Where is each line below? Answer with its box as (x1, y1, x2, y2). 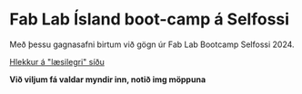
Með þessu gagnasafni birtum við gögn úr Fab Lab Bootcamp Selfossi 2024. (9, 39, 295, 50)
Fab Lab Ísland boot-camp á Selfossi (9, 9, 289, 30)
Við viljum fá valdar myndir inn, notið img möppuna (9, 73, 206, 85)
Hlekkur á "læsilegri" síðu (9, 56, 105, 67)
